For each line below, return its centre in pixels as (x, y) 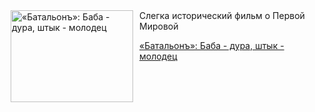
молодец (158, 56)
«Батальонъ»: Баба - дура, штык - (212, 45)
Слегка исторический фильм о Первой (222, 15)
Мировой (159, 26)
